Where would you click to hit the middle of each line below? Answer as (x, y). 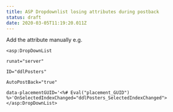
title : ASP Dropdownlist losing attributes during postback (83, 12)
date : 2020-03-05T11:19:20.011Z (46, 23)
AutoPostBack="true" (32, 82)
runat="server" (25, 61)
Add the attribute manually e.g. (44, 40)
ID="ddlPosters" (26, 72)
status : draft (24, 17)
